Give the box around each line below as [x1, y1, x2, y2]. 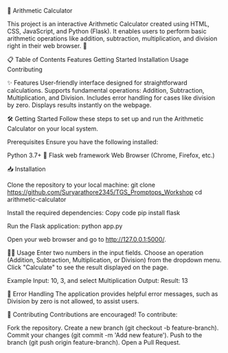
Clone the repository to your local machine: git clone [7, 181, 156, 189]
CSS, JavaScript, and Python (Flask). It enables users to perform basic [7, 27, 207, 35]
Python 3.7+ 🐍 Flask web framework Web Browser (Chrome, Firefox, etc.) [7, 151, 215, 159]
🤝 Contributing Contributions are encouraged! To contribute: [7, 310, 178, 319]
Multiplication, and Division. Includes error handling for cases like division [7, 93, 216, 102]
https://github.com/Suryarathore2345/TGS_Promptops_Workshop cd [7, 188, 203, 196]
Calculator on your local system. [7, 124, 98, 133]
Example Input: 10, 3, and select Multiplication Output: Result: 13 [7, 277, 188, 284]
